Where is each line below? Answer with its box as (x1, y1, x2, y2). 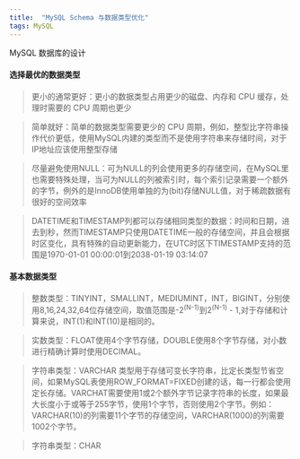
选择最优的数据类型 (9, 69, 81, 81)
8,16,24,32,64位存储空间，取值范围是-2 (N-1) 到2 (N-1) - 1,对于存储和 (39, 302, 280, 315)
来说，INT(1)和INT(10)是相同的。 (39, 316, 160, 326)
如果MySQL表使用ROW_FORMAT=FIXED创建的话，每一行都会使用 (47, 376, 292, 386)
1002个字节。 (31, 420, 82, 431)
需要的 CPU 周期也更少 (47, 102, 132, 113)
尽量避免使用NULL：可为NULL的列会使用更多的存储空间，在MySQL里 (31, 162, 289, 173)
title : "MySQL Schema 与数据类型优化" (9, 13, 149, 22)
